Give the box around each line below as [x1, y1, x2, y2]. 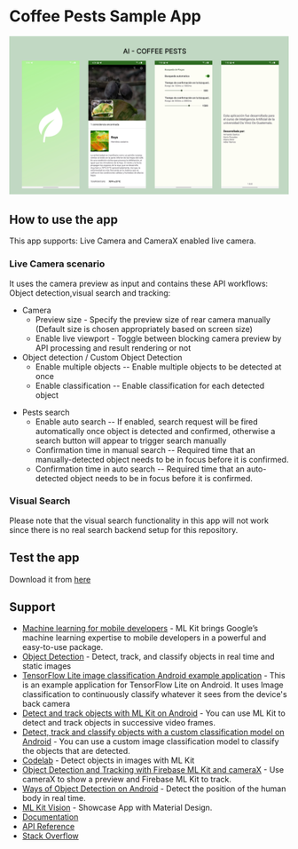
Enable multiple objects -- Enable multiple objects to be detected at [35, 361, 282, 372]
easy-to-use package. [21, 642, 104, 653]
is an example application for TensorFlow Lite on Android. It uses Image [21, 679, 284, 690]
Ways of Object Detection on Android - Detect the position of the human [21, 783, 286, 794]
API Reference [21, 821, 75, 832]
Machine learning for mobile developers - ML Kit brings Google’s [21, 623, 259, 634]
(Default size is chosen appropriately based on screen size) [35, 323, 253, 334]
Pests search [21, 407, 70, 417]
